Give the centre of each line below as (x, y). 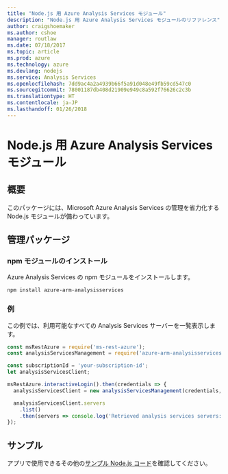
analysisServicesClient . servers (60, 403)
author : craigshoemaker (41, 26)
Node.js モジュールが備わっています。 (60, 216)
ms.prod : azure (29, 58)
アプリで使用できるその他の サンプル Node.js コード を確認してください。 (109, 463)
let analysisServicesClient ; (49, 372)
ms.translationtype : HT (41, 97)
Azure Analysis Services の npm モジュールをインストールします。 (100, 277)
